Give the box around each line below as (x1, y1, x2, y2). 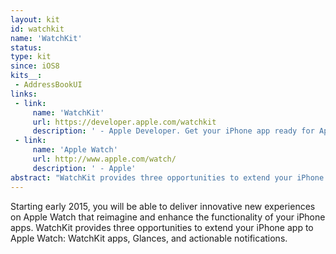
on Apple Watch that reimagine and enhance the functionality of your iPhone (10, 211, 326, 223)
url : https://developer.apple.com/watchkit (32, 117, 217, 127)
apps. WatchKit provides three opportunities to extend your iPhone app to (10, 221, 314, 233)
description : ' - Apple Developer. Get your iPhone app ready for (32, 126, 315, 136)
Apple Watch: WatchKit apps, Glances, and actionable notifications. (10, 232, 288, 244)
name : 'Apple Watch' (32, 145, 118, 155)
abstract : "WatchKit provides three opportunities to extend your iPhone (10, 172, 325, 183)
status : (10, 42, 43, 53)
